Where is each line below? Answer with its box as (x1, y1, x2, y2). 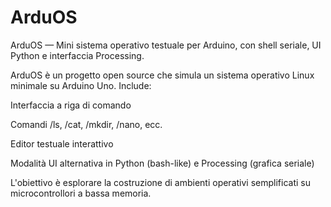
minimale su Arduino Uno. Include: (10, 79, 152, 91)
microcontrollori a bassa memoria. (10, 187, 152, 199)
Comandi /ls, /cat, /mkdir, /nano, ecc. (10, 118, 163, 130)
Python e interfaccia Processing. (10, 49, 145, 61)
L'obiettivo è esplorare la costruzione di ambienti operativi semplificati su (10, 176, 311, 188)
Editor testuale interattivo (10, 137, 114, 150)
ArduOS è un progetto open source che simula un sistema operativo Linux (10, 69, 315, 81)
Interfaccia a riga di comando (10, 99, 132, 111)
